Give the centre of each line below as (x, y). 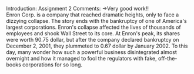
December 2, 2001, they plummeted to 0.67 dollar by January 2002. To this (97, 46)
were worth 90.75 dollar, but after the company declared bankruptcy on (93, 40)
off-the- (168, 58)
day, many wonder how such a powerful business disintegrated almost (92, 52)
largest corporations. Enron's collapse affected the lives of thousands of (93, 27)
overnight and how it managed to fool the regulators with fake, (81, 58)
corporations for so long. (53, 65)
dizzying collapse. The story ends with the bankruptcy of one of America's (96, 21)
